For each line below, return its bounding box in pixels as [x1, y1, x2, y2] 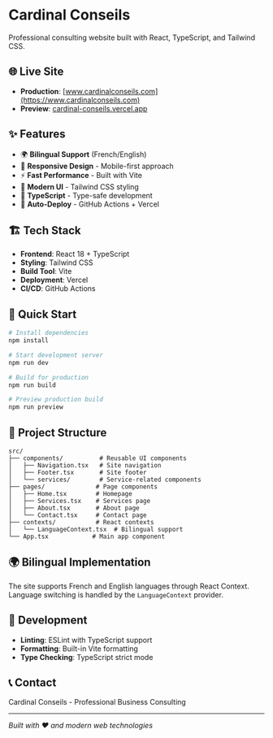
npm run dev [8, 358, 49, 367]
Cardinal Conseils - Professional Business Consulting [8, 697, 187, 707]
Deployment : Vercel [19, 275, 89, 285]
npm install [8, 336, 49, 345]
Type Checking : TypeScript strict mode [19, 652, 154, 662]
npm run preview [8, 403, 63, 411]
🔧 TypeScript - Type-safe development [19, 190, 153, 200]
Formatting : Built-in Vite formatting [19, 644, 138, 653]
